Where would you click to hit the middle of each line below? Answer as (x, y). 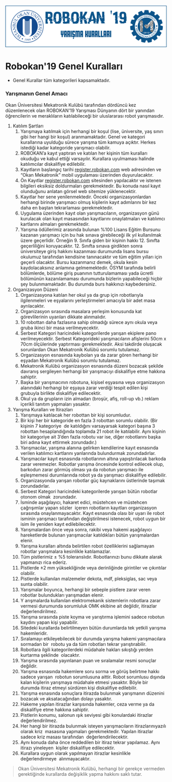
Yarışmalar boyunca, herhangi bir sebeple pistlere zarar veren (85, 589)
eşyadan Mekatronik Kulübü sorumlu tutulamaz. (71, 360)
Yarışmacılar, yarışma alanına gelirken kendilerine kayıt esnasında (89, 448)
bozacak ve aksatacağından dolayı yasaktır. (66, 698)
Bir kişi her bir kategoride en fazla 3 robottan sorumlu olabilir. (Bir (89, 420)
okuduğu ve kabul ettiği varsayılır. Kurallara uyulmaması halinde (87, 158)
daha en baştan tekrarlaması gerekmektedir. (67, 207)
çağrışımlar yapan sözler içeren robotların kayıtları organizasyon (89, 508)
